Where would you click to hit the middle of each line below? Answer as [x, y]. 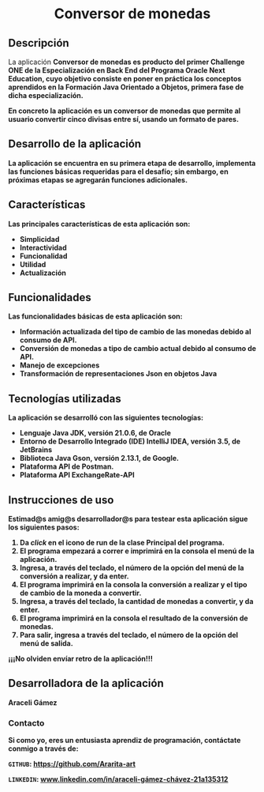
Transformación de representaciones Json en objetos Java [118, 374]
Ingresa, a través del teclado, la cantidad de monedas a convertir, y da [136, 602]
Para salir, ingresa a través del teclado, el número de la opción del [129, 635]
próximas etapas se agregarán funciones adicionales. [98, 179]
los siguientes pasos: [44, 527]
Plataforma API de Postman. [67, 466]
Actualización [43, 273]
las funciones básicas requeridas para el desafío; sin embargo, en [118, 172]
